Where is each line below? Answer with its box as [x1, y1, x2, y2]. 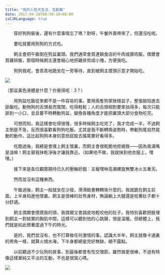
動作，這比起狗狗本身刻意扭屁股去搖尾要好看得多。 [13, 133, 117, 139]
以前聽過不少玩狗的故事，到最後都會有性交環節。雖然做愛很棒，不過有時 [13, 249, 160, 255]
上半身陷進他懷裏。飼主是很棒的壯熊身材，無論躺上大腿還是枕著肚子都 [13, 193, 156, 199]
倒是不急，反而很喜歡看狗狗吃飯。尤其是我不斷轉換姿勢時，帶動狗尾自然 [9, 127, 156, 133]
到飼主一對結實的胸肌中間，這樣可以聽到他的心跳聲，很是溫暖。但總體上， [5, 216, 156, 221]
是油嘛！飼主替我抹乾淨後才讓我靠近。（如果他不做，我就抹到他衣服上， [5, 149, 149, 155]
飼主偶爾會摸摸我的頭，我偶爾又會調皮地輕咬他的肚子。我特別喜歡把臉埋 [13, 210, 160, 216]
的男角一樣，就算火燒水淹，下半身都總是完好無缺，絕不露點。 [5, 239, 130, 245]
